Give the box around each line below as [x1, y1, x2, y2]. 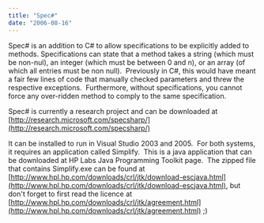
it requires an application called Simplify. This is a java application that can [8, 147, 253, 157]
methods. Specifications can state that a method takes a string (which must [8, 49, 255, 59]
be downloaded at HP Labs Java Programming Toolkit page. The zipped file [8, 155, 256, 164]
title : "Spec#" [8, 11, 58, 20]
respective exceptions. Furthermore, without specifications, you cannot [8, 82, 243, 92]
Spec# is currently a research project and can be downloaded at [8, 106, 218, 115]
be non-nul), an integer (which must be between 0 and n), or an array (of [8, 57, 246, 67]
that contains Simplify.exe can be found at [8, 164, 145, 173]
